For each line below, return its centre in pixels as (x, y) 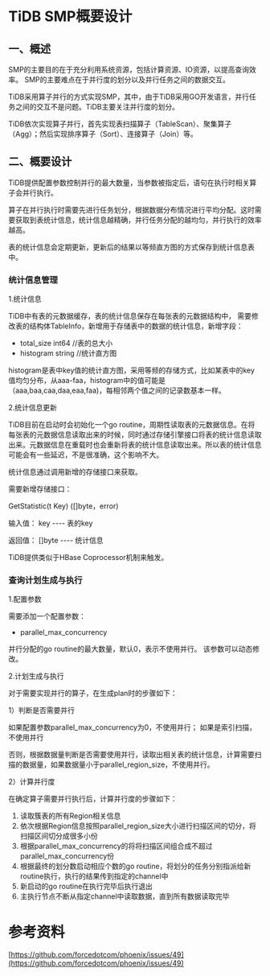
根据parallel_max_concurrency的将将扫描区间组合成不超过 (116, 846)
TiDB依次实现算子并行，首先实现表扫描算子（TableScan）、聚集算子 (120, 124)
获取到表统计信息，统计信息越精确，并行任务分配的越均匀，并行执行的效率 (138, 220)
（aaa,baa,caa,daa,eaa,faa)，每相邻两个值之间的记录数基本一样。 (117, 390)
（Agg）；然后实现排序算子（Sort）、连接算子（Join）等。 (103, 134)
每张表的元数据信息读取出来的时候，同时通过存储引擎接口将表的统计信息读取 (135, 434)
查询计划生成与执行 (45, 580)
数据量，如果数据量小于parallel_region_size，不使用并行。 (118, 764)
